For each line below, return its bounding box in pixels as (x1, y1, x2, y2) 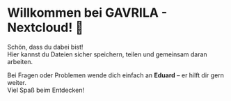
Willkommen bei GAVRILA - (7, 5, 168, 21)
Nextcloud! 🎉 (7, 20, 83, 36)
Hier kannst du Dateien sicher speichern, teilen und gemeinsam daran (7, 50, 207, 59)
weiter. (7, 78, 26, 86)
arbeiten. (7, 57, 33, 65)
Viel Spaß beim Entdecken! (7, 86, 85, 94)
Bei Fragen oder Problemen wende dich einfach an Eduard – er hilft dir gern (7, 71, 225, 79)
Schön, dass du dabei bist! (7, 42, 83, 51)
